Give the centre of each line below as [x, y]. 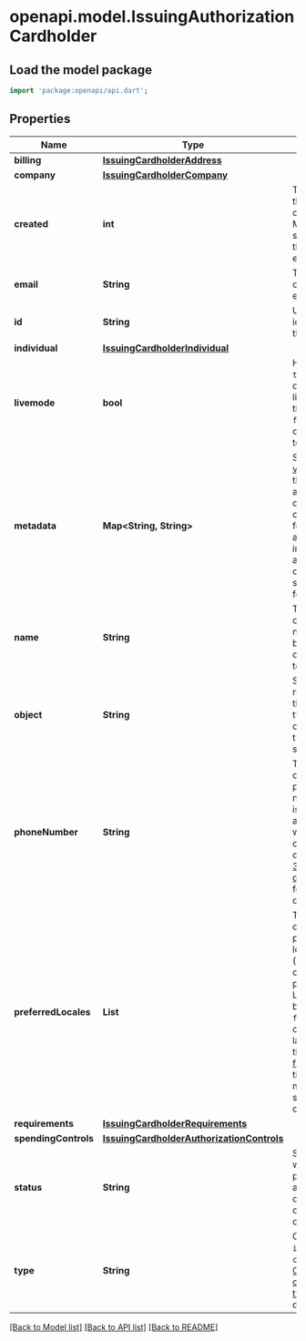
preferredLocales [52, 1011]
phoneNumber [46, 832]
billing [28, 159]
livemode [35, 403]
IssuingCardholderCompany [165, 175]
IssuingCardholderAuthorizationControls [193, 1138]
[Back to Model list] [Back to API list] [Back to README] [114, 1326]
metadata [35, 526]
